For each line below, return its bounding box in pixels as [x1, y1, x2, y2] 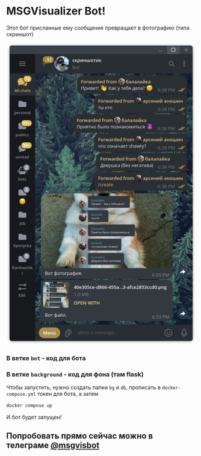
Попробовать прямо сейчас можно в [6, 431, 153, 441]
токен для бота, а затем [37, 390, 99, 398]
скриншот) [6, 30, 34, 37]
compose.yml [6, 392, 36, 398]
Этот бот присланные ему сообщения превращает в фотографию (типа [6, 24, 190, 31]
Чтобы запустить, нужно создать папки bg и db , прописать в [6, 384, 161, 391]
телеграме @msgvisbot [6, 440, 100, 451]
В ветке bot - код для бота [6, 354, 86, 362]
